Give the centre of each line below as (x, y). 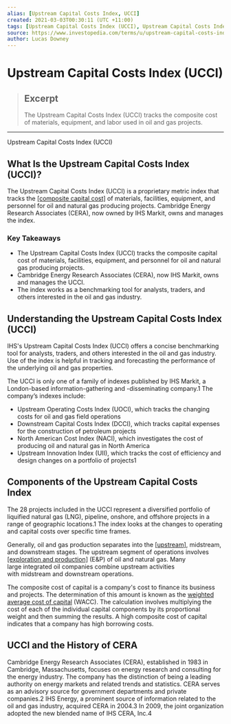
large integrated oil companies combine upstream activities (91, 566)
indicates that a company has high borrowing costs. (80, 624)
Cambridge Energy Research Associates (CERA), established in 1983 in (108, 662)
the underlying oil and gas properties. (60, 368)
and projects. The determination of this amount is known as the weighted (111, 594)
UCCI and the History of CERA (73, 645)
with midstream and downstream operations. (70, 574)
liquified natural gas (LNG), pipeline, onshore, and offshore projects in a (108, 516)
